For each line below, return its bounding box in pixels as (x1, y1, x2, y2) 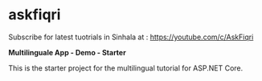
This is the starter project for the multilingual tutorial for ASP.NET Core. (8, 63, 244, 73)
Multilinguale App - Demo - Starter (8, 47, 126, 57)
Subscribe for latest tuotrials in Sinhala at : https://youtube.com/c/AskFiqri (8, 32, 254, 42)
